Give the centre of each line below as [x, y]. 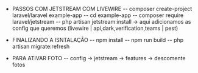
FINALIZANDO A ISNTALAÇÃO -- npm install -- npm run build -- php [98, 40]
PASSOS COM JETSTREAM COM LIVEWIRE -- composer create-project [102, 9]
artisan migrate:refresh [41, 46]
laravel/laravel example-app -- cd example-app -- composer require [98, 15]
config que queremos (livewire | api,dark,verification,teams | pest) [95, 28]
